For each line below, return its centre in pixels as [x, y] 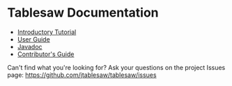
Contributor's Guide [46, 54]
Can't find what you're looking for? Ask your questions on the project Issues [116, 67]
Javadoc [30, 46]
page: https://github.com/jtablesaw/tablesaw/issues [82, 75]
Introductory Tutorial [47, 32]
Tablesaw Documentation [83, 13]
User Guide [33, 39]
